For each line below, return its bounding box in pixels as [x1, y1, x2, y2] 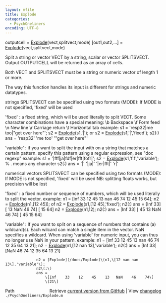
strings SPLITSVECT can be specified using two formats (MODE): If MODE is [5, 99, 162, 105]
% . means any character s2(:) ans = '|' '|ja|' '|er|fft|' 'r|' [5, 161, 119, 167]
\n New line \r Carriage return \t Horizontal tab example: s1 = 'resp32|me [5, 125, 153, 131]
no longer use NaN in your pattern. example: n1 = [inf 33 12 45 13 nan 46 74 [5, 237, 160, 243]
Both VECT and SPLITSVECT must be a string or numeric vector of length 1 [5, 69, 159, 75]
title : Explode [5, 12, 37, 17]
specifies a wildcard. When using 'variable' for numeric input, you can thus [5, 232, 158, 238]
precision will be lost [5, 181, 47, 187]
